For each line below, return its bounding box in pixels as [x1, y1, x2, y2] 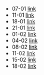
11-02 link [11, 50, 36, 56]
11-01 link [11, 11, 34, 19]
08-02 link [11, 43, 37, 50]
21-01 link [11, 24, 36, 31]
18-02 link [11, 62, 37, 70]
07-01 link [11, 5, 36, 12]
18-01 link [11, 18, 36, 25]
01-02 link [11, 31, 37, 38]
